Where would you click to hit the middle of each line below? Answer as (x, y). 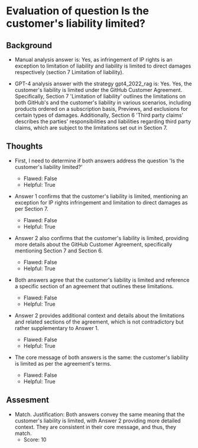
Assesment (27, 400)
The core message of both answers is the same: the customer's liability (102, 357)
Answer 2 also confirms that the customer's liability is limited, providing (102, 238)
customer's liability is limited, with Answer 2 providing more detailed (98, 420)
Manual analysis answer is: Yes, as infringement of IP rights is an (93, 60)
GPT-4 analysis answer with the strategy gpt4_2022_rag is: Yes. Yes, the (103, 84)
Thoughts (25, 146)
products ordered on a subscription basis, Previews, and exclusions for (101, 109)
